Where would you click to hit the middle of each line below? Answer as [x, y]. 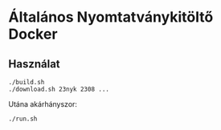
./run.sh [23, 119]
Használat [34, 64]
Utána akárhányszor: [43, 104]
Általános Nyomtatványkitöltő [111, 17]
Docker [33, 34]
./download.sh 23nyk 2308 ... [59, 89]
